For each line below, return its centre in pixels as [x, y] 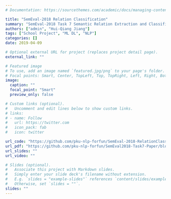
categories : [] [21, 38]
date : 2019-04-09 [24, 43]
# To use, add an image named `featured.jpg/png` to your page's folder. [85, 71]
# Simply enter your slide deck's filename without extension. [76, 175]
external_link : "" [25, 57]
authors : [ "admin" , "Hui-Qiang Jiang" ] [48, 29]
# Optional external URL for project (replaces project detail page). [82, 52]
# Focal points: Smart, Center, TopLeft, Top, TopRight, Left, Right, [82, 76]
